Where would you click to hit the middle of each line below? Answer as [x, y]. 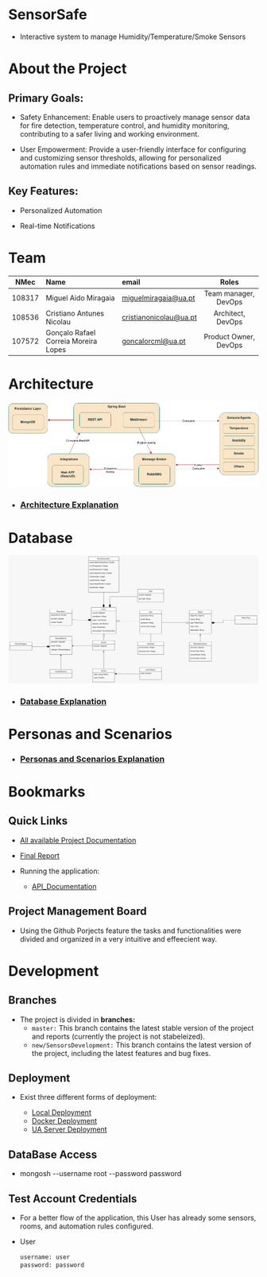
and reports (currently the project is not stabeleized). [118, 1036]
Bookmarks [47, 791]
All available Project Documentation [78, 840]
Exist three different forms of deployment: [88, 1097]
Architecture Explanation [69, 505]
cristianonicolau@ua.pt [159, 317]
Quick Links [38, 821]
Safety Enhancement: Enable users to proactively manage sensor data [135, 117]
